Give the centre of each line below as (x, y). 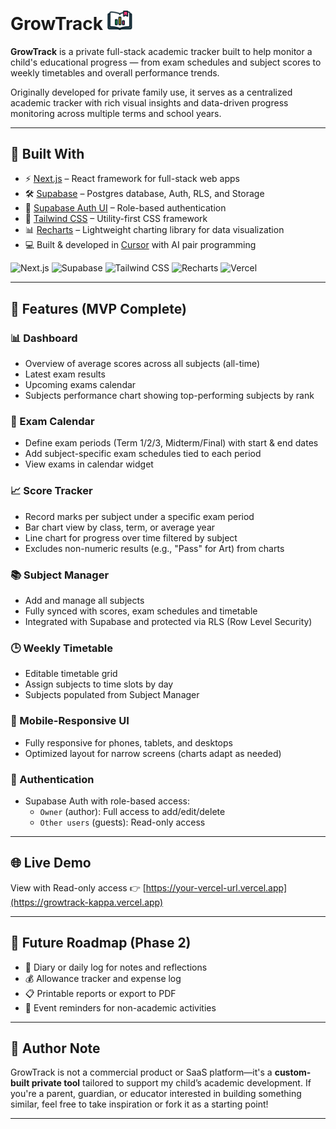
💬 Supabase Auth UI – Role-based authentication (125, 208)
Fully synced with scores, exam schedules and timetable (141, 611)
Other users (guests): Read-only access (122, 822)
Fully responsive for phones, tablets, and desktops (128, 742)
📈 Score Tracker (51, 491)
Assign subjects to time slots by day (99, 684)
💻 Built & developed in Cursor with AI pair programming (140, 245)
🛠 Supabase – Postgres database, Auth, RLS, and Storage (144, 194)
